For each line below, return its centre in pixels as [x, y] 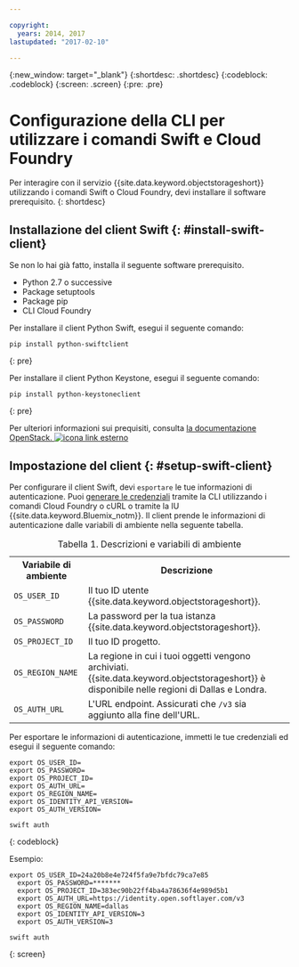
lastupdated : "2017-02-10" [59, 42]
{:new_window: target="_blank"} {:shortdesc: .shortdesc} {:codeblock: [139, 75]
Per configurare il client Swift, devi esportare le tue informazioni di [131, 487]
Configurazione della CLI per [117, 120]
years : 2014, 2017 [52, 33]
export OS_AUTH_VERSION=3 [65, 922]
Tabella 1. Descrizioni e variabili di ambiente [149, 544]
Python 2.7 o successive [67, 282]
